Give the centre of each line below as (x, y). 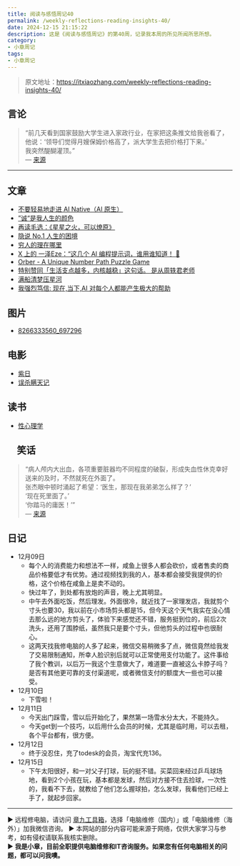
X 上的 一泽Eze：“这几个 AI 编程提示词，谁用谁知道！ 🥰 (99, 254)
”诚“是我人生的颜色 (46, 218)
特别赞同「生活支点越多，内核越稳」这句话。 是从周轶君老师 (106, 270)
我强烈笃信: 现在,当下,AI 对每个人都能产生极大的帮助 (94, 288)
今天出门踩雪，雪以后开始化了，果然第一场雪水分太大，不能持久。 (125, 717)
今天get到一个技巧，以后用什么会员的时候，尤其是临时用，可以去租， (130, 727)
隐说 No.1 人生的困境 (48, 236)
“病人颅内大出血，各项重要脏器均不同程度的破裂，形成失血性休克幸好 (126, 469)
